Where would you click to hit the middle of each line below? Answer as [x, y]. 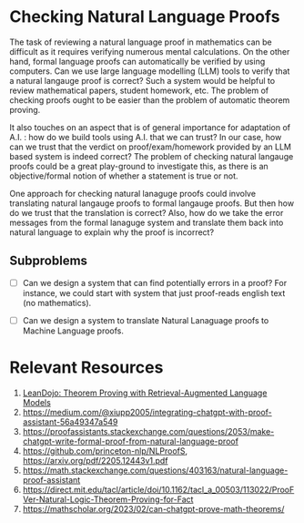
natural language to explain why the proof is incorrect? [112, 232]
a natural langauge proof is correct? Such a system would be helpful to [142, 80]
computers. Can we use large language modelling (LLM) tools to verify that [150, 71]
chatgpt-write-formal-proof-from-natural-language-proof [131, 441]
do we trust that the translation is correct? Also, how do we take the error [147, 212]
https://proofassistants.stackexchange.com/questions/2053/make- [148, 431]
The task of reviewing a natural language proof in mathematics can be [141, 42]
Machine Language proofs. [73, 331]
